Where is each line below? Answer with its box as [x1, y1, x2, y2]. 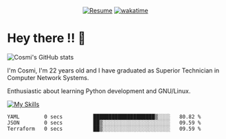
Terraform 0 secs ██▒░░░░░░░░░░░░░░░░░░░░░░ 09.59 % [7, 125, 201, 132]
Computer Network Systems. [7, 73, 89, 81]
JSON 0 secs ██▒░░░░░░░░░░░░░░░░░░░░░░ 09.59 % [7, 119, 201, 126]
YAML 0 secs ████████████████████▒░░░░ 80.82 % [7, 113, 201, 120]
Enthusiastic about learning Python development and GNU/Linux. [7, 86, 191, 95]
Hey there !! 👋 [7, 31, 86, 46]
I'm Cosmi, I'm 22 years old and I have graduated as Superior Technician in [7, 66, 220, 75]
